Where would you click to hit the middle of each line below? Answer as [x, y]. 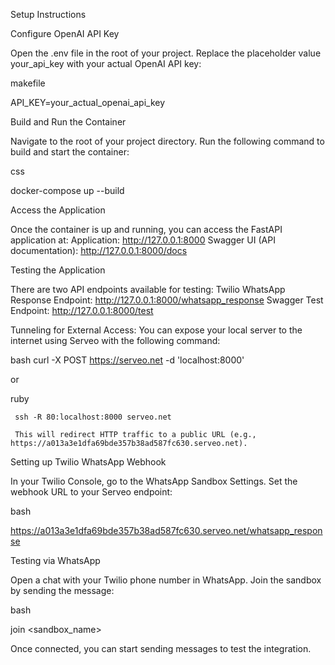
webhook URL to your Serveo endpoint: [91, 492]
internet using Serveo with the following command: [115, 340]
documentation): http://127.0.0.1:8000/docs [99, 250]
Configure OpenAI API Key [65, 33]
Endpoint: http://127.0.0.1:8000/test [82, 310]
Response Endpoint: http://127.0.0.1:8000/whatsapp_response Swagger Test [167, 300]
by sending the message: [62, 590]
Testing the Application [58, 270]
